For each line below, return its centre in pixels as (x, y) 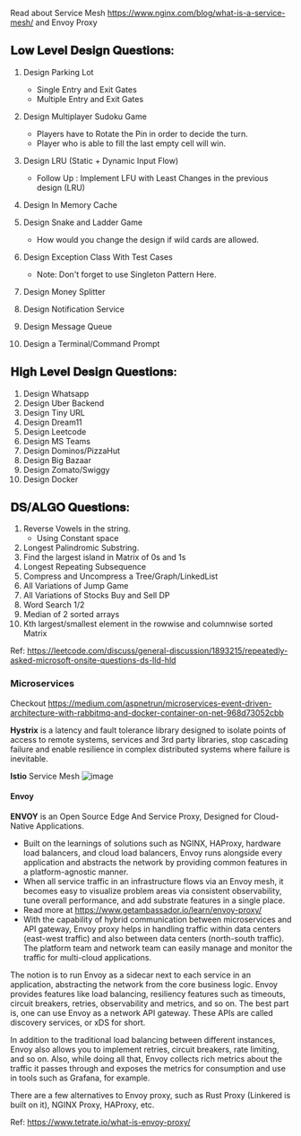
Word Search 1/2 (54, 605)
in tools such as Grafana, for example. (80, 1078)
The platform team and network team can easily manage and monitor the (158, 948)
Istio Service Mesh (45, 776)
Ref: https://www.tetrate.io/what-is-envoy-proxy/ (100, 1122)
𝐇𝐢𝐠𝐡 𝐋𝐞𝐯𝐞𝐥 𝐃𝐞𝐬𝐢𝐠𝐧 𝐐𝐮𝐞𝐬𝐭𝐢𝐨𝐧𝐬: (94, 372)
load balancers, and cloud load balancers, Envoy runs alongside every (153, 852)
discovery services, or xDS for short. (78, 1022)
